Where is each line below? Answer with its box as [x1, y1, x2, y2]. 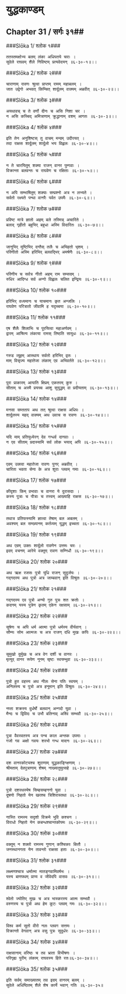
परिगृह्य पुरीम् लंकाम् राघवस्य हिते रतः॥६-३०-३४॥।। [6, 955, 99, 961]
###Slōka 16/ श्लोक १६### [6, 450, 67, 456]
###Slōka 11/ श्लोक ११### [6, 314, 66, 321]
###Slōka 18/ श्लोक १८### [6, 504, 67, 511]
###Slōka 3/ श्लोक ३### [6, 97, 62, 103]
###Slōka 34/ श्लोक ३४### [6, 938, 68, 945]
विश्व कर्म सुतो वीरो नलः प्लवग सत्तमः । [6, 923, 76, 929]
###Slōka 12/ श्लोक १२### [6, 341, 67, 348]
